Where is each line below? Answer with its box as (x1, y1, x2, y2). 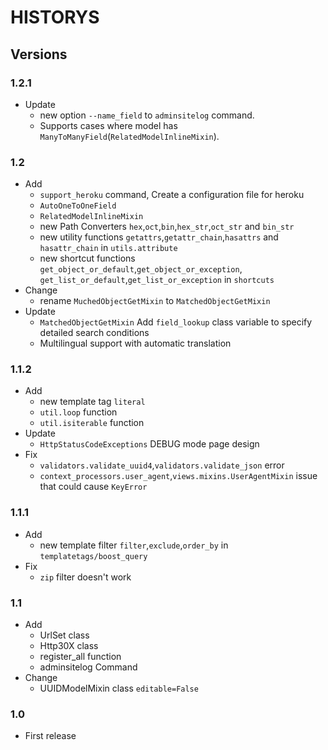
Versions (10, 46, 68, 63)
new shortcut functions (39, 252, 136, 265)
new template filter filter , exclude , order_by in (39, 539, 229, 551)
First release (24, 730, 77, 742)
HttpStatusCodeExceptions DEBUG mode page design (39, 438, 260, 450)
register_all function (39, 651, 122, 663)
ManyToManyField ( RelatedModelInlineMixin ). (39, 130, 220, 142)
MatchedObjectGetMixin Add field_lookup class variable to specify (39, 316, 313, 328)
